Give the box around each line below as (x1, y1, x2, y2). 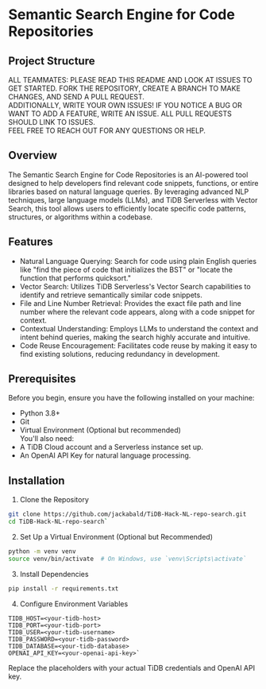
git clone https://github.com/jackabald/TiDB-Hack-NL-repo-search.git (8, 510, 247, 518)
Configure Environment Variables (19, 598, 129, 609)
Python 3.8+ (19, 408, 61, 418)
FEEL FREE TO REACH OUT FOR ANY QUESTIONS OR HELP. (8, 126, 206, 135)
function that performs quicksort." (19, 273, 131, 283)
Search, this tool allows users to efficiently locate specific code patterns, (8, 203, 246, 213)
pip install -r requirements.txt (8, 584, 119, 593)
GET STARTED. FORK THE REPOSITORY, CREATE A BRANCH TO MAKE (8, 83, 241, 93)
